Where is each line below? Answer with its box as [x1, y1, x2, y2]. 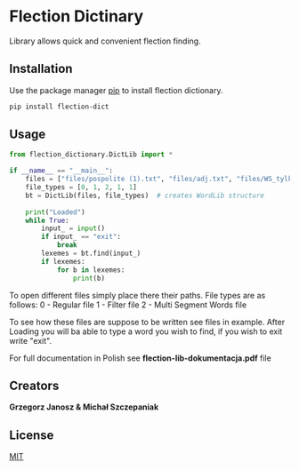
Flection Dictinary [9, 6, 144, 27]
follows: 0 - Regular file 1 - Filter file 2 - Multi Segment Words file [9, 299, 247, 310]
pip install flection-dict [9, 102, 109, 111]
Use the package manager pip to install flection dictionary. [9, 84, 223, 95]
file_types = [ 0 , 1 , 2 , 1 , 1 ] [25, 183, 138, 192]
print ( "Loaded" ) [25, 207, 86, 217]
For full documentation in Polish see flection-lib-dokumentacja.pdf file [9, 353, 271, 363]
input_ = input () [41, 224, 105, 233]
